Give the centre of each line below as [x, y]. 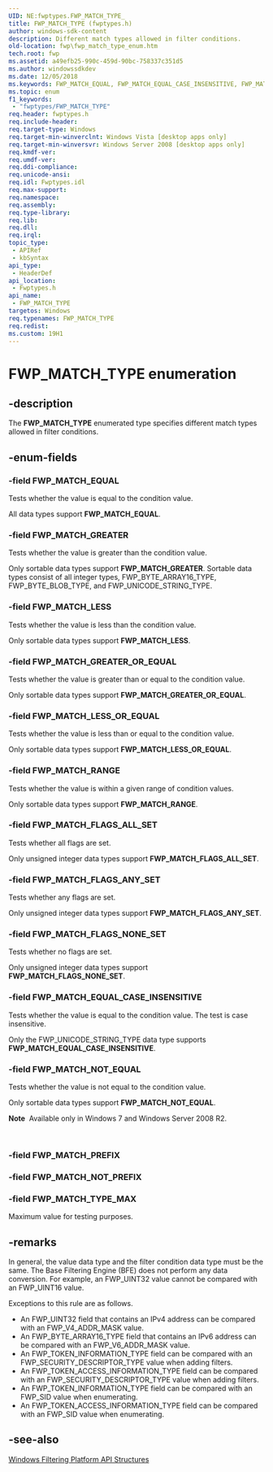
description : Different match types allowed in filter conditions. [125, 39]
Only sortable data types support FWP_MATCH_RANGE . [103, 804]
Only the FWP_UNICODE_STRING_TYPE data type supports [107, 1039]
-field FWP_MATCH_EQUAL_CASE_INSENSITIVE [105, 997]
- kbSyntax [30, 258]
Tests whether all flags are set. [60, 843]
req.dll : [23, 228]
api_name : [25, 296]
